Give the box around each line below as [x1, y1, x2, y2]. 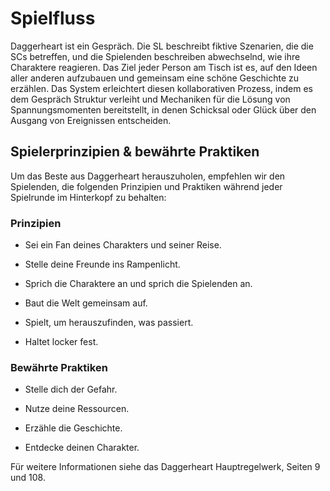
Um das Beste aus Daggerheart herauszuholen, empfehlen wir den [10, 170, 286, 182]
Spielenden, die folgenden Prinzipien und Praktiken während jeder [10, 180, 283, 192]
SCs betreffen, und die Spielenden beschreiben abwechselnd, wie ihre [10, 50, 301, 62]
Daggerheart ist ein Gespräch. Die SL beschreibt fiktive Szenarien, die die [10, 40, 314, 52]
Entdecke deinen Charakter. [24, 442, 140, 454]
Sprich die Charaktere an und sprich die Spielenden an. [24, 278, 253, 290]
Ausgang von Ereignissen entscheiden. [10, 114, 172, 126]
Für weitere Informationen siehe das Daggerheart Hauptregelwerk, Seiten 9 [10, 461, 321, 473]
